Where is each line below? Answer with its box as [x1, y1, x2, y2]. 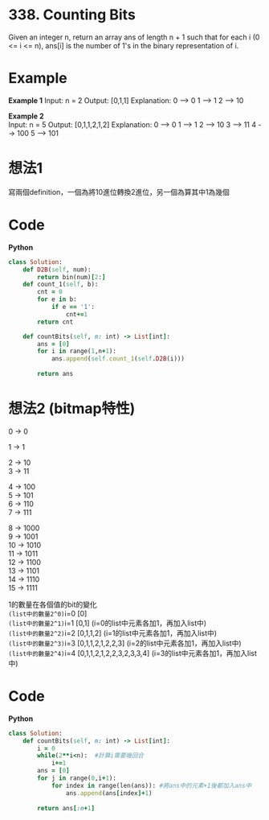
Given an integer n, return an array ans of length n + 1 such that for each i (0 [8, 32, 260, 42]
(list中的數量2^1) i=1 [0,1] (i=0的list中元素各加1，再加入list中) [8, 618, 207, 628]
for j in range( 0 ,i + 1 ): [37, 774, 116, 782]
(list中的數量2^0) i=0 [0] [8, 608, 88, 618]
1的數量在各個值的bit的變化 [8, 600, 98, 609]
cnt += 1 [65, 310, 88, 319]
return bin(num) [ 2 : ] [37, 273, 106, 281]
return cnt [37, 318, 74, 326]
